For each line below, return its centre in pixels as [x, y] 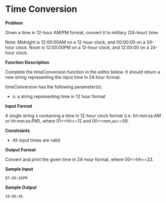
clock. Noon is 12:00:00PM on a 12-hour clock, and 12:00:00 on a [83, 47]
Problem [14, 23]
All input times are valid [36, 140]
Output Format [21, 149]
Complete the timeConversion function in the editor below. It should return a [83, 72]
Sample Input [19, 169]
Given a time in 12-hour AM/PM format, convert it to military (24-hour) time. [82, 32]
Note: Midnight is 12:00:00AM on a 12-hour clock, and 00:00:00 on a [75, 42]
